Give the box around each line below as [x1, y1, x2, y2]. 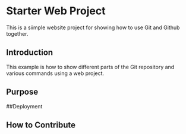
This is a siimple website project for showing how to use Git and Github [6, 24, 180, 31]
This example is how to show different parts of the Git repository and [6, 63, 175, 70]
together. [6, 30, 29, 37]
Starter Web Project [6, 4, 106, 18]
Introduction [6, 48, 53, 58]
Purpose [6, 87, 39, 97]
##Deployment [6, 102, 43, 110]
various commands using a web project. [6, 70, 105, 77]
